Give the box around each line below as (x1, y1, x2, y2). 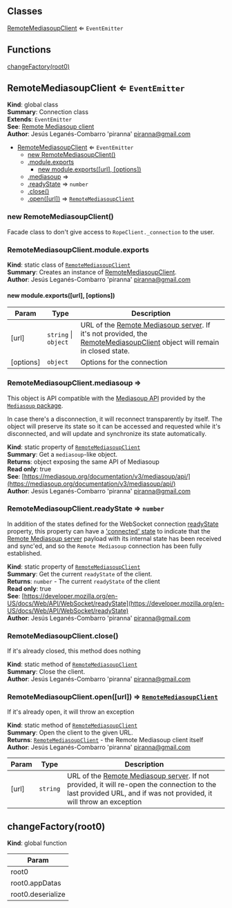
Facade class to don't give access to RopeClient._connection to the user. (7, 227, 215, 236)
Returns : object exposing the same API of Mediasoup (7, 457, 160, 466)
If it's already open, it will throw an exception (7, 708, 135, 716)
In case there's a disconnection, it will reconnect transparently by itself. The (7, 415, 223, 423)
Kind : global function (7, 839, 68, 847)
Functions (7, 44, 52, 56)
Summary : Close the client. (7, 668, 86, 676)
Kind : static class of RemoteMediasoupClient (7, 261, 131, 269)
